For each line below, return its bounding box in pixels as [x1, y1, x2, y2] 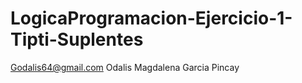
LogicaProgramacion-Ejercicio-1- [10, 7, 293, 30]
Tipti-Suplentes [10, 28, 144, 51]
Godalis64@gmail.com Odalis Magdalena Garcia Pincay [10, 61, 240, 73]
